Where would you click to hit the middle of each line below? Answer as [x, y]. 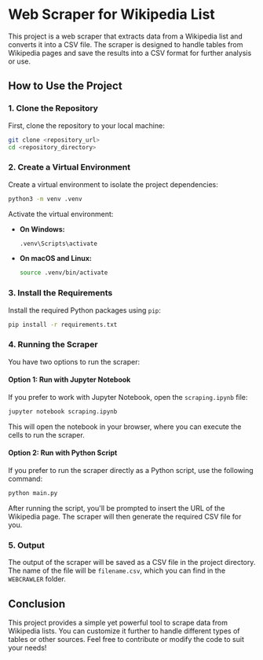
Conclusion [37, 604]
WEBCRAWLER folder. [37, 579]
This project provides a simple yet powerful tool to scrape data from [118, 623]
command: [26, 479]
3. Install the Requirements [60, 293]
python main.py [33, 493]
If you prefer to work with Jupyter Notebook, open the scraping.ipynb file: [128, 397]
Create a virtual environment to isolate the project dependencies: [113, 184]
